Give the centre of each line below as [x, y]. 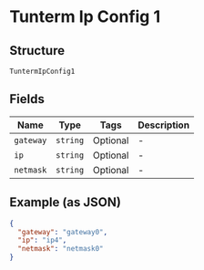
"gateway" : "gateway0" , [62, 232]
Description [163, 125]
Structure [37, 51]
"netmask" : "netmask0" [61, 249]
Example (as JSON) [65, 202]
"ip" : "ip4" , [42, 240]
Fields [27, 99]
